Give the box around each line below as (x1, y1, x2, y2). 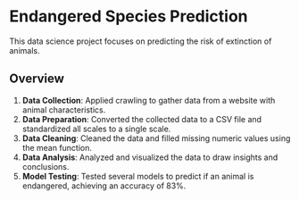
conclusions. (21, 161, 70, 171)
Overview (9, 71, 65, 87)
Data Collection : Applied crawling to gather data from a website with (21, 95, 276, 105)
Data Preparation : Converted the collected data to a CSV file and (21, 113, 262, 124)
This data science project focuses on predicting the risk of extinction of (9, 36, 272, 46)
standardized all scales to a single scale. (21, 123, 171, 134)
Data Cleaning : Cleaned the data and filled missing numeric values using (21, 132, 291, 144)
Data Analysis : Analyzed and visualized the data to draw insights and (21, 152, 278, 162)
